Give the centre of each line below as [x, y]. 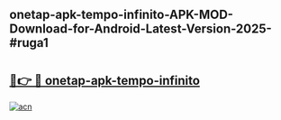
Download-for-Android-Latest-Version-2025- [140, 29]
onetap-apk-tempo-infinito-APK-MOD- [122, 15]
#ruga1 [29, 43]
